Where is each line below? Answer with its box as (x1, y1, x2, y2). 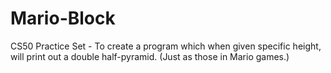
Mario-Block (10, 7, 116, 30)
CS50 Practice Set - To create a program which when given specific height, (10, 40, 322, 52)
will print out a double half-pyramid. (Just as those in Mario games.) (10, 50, 290, 62)
